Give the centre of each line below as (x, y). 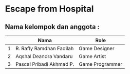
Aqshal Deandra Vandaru (44, 56)
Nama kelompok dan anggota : (52, 27)
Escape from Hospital (49, 9)
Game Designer (96, 48)
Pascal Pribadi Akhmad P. (45, 64)
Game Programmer (101, 64)
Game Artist (92, 56)
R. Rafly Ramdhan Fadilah (45, 48)
